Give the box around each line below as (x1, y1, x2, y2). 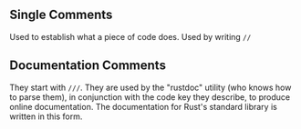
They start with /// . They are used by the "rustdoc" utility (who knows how (9, 82, 292, 93)
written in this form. (9, 111, 83, 122)
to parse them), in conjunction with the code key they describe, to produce (9, 91, 290, 103)
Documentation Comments (9, 58, 167, 74)
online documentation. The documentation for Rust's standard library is (9, 101, 278, 112)
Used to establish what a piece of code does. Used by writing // (9, 31, 252, 42)
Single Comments (9, 7, 113, 23)
